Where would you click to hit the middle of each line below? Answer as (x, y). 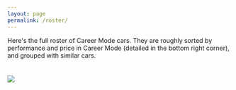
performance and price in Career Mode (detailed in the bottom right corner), (119, 48)
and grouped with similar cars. (52, 55)
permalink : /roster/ (38, 20)
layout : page (27, 14)
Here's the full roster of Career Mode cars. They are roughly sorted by (110, 40)
